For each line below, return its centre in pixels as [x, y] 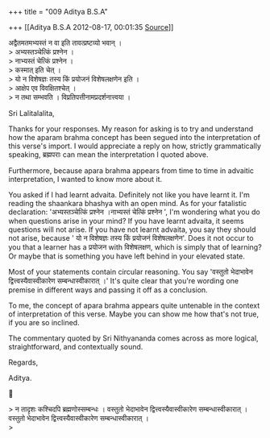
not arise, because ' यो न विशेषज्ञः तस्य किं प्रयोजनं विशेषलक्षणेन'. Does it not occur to [131, 238]
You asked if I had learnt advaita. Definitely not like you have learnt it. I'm [129, 195]
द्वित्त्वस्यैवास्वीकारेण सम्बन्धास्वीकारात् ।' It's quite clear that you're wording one [124, 281]
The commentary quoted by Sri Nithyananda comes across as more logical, [134, 338]
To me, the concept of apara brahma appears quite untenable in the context [134, 306]
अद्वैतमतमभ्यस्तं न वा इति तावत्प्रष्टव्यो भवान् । [65, 43]
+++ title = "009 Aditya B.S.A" [58, 12]
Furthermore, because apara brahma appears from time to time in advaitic [131, 171]
